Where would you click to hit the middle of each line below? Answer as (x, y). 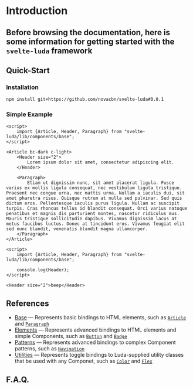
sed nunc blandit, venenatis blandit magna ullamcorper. (77, 229)
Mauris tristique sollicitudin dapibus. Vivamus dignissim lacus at (92, 219)
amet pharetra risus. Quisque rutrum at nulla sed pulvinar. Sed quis (94, 198)
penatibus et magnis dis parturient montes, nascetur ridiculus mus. (93, 214)
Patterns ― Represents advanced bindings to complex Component (95, 342)
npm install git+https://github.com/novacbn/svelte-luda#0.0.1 (85, 100)
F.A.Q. (18, 379)
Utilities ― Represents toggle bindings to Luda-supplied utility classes (99, 355)
